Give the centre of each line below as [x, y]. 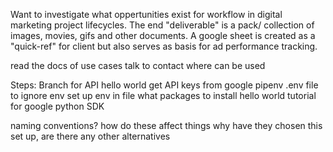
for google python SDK [57, 106]
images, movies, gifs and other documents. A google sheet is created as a [163, 35]
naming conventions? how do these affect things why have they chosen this [166, 125]
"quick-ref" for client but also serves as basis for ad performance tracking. [164, 46]
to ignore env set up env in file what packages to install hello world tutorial [163, 95]
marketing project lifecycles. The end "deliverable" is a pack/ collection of [162, 25]
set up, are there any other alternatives [90, 136]
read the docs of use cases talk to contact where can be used [138, 65]
